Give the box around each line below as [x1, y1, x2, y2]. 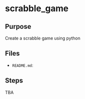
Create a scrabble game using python [5, 35, 81, 41]
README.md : [12, 62, 34, 68]
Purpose [5, 22, 32, 31]
